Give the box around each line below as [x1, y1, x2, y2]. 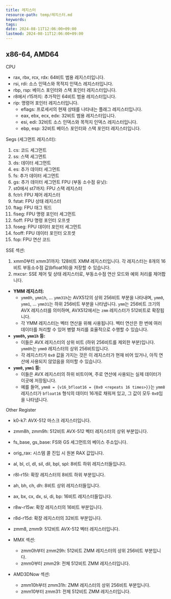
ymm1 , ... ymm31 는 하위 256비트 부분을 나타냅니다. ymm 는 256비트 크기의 [20, 301, 160, 307]
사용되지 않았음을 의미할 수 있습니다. [30, 358, 103, 364]
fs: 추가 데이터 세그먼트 [13, 172, 60, 179]
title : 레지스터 [6, 7, 36, 13]
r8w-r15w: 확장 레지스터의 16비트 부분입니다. [13, 504, 103, 510]
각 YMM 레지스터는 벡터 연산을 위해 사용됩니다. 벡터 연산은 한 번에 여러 [20, 320, 162, 326]
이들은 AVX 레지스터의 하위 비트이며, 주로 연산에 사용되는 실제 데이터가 [20, 371, 162, 377]
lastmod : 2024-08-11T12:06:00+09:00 [6, 31, 83, 36]
